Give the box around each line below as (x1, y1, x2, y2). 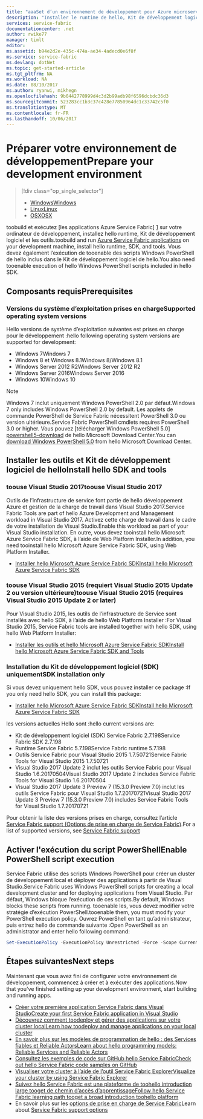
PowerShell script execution (6, 854, 115, 864)
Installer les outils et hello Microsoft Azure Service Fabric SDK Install (14, 641, 184, 648)
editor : (6, 43, 26, 49)
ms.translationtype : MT (6, 104, 66, 111)
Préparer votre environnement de (6, 141, 177, 155)
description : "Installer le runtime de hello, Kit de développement (6, 15, 182, 21)
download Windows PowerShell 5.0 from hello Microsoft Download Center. (6, 438, 192, 445)
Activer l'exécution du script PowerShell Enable (6, 845, 187, 855)
